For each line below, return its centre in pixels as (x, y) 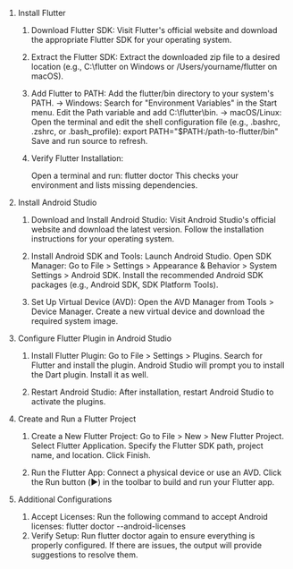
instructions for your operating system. (103, 239)
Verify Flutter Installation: (77, 158)
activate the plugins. (68, 401)
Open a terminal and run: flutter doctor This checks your (134, 175)
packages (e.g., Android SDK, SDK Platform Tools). (125, 284)
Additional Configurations (65, 499)
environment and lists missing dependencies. (114, 185)
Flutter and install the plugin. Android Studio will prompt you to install (158, 365)
